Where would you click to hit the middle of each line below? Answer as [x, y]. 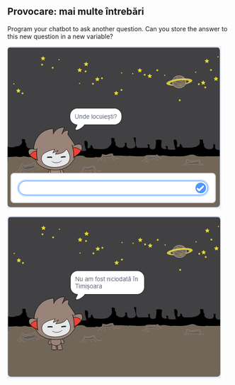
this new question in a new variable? [60, 36]
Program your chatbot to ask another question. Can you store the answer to [117, 28]
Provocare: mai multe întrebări [76, 12]
